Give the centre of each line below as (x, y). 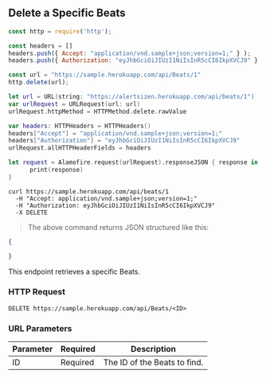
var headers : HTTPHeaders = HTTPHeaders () (80, 126)
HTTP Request (37, 292)
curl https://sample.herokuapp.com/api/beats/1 (89, 191)
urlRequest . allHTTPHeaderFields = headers (80, 148)
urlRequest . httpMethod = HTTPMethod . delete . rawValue (98, 111)
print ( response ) (56, 170)
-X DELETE (31, 212)
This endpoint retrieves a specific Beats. (74, 271)
